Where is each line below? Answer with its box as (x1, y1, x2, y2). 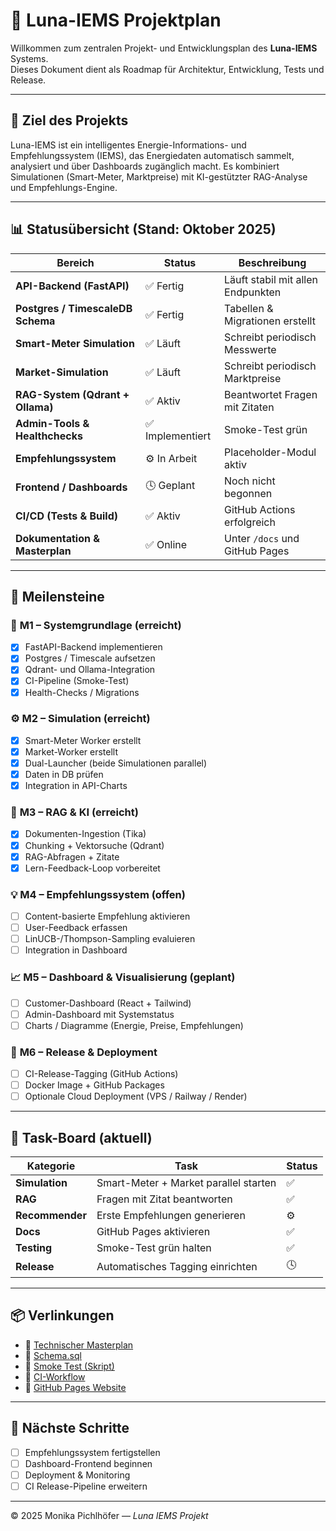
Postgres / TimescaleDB (15, 301, 133, 315)
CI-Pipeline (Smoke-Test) (24, 675, 130, 687)
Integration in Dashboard (24, 944, 128, 956)
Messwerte (224, 342, 277, 356)
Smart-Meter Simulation (15, 336, 135, 350)
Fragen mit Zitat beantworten (96, 1192, 233, 1206)
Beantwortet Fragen (224, 387, 318, 401)
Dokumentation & (15, 531, 100, 545)
